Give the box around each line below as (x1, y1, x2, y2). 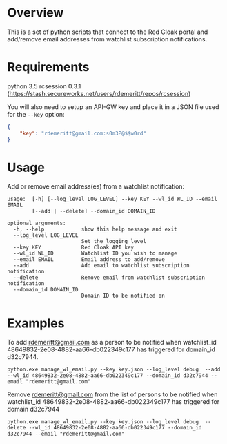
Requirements (7, 59, 90, 75)
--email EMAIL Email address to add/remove (13, 256, 166, 263)
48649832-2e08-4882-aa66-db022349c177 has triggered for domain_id (7, 345, 215, 354)
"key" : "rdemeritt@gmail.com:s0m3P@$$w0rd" (19, 130, 147, 137)
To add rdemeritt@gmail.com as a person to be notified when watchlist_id (7, 338, 217, 347)
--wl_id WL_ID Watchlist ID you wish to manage (13, 250, 177, 257)
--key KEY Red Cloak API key (13, 244, 135, 251)
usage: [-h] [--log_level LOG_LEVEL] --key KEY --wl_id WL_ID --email (7, 195, 217, 203)
